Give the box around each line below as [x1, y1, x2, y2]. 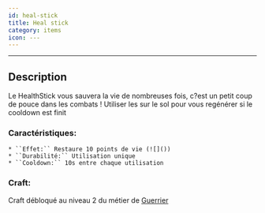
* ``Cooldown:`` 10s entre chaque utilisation [8, 159, 164, 167]
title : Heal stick [8, 19, 69, 27]
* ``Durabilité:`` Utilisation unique [8, 152, 136, 160]
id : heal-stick [8, 11, 58, 20]
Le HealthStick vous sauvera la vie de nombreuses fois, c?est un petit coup [8, 92, 252, 101]
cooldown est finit [8, 108, 67, 118]
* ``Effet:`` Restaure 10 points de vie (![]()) [8, 145, 171, 154]
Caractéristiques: [8, 127, 77, 138]
